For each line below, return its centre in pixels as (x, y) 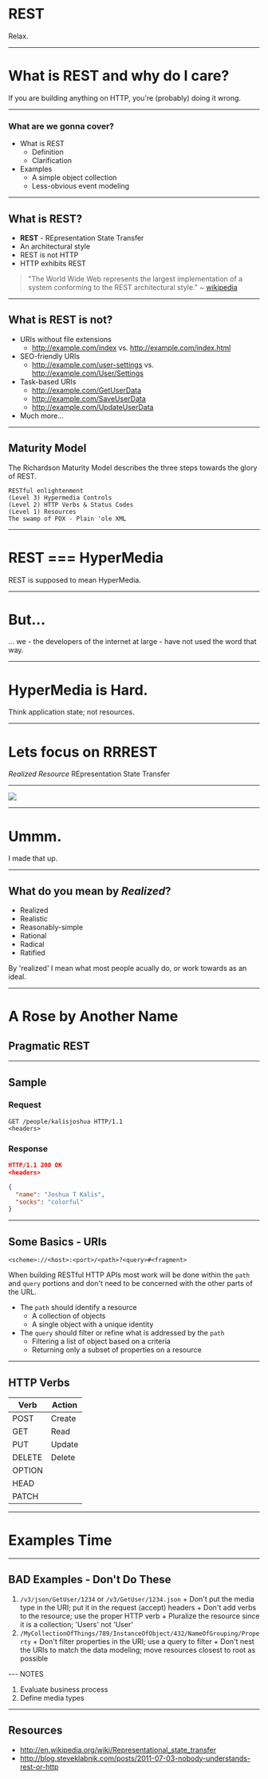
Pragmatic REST (49, 1046)
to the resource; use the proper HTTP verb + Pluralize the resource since (140, 1616)
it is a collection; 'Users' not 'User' (77, 1624)
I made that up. (33, 858)
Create (63, 1418)
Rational (33, 936)
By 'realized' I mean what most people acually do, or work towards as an (128, 969)
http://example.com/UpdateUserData (93, 407)
